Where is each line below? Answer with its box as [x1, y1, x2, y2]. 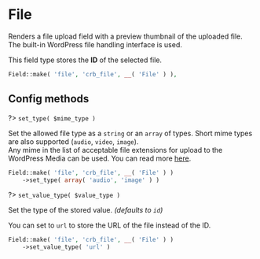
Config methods [8, 92, 90, 105]
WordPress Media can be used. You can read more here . [8, 154, 192, 163]
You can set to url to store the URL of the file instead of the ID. [8, 220, 211, 230]
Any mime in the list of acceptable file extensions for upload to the [8, 145, 223, 154]
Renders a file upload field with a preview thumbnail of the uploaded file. [8, 31, 244, 41]
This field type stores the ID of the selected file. [8, 55, 163, 65]
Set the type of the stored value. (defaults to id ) [8, 205, 163, 215]
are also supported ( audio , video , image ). [8, 136, 139, 146]
